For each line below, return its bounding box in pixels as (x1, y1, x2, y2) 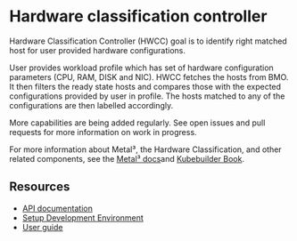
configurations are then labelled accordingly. (9, 100, 174, 110)
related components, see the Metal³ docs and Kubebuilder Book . (9, 153, 245, 164)
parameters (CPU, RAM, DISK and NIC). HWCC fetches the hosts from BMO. (9, 71, 289, 82)
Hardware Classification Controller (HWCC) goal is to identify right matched (9, 36, 287, 46)
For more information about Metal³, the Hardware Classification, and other (9, 144, 283, 155)
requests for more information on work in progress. (9, 126, 198, 137)
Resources (9, 180, 70, 195)
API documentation (21, 203, 94, 213)
